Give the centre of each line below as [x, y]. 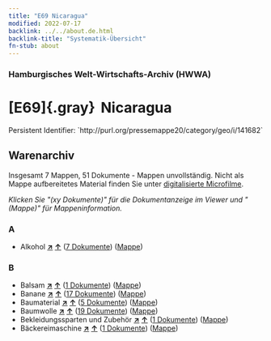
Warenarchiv [42, 156]
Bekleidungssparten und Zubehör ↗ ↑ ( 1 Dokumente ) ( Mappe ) [124, 320]
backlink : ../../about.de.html [61, 31]
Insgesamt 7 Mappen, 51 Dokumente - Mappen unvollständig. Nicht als [126, 175]
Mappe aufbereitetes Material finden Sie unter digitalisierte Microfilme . [126, 184]
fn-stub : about [34, 46]
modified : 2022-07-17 [45, 23]
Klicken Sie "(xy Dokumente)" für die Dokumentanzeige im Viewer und [126, 199]
